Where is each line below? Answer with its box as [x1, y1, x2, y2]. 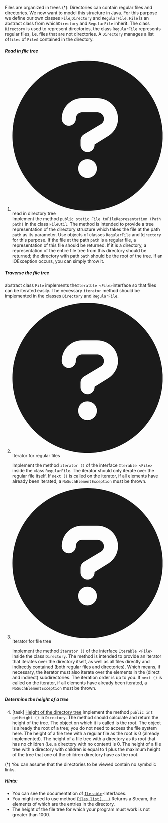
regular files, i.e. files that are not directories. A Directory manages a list [5, 31, 154, 37]
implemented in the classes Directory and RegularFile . [5, 293, 119, 299]
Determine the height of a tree [5, 696, 69, 702]
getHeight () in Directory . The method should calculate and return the [12, 714, 159, 720]
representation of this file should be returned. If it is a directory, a [12, 242, 147, 248]
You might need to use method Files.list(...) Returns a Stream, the [12, 796, 156, 802]
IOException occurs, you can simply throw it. [12, 258, 105, 264]
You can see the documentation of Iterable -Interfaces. [12, 790, 127, 797]
